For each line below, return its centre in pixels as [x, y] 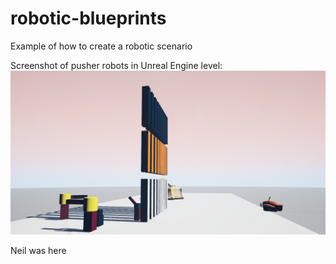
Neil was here [38, 250]
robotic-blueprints [88, 18]
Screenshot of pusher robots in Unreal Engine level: [116, 65]
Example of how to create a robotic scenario [101, 46]
